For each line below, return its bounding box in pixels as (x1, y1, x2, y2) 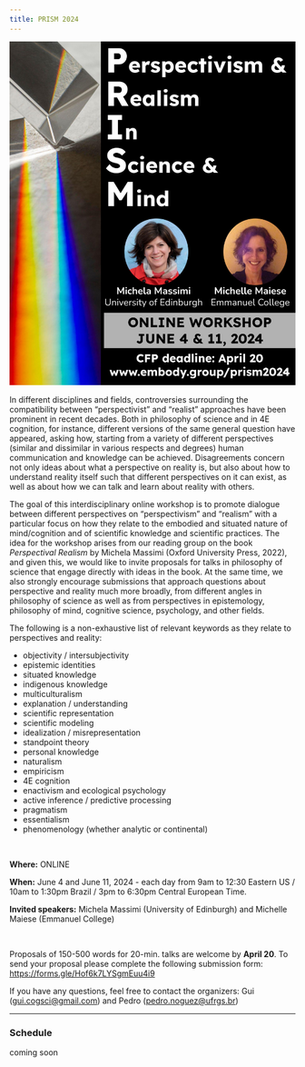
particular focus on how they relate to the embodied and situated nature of (9, 518, 289, 529)
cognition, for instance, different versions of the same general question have (9, 423, 296, 434)
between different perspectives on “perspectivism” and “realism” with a (9, 508, 278, 519)
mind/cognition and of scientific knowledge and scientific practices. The (9, 527, 280, 538)
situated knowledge (22, 669, 97, 680)
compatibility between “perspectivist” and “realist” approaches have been (9, 404, 287, 414)
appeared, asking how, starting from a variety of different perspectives (9, 433, 274, 444)
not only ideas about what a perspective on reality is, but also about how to (9, 462, 290, 473)
